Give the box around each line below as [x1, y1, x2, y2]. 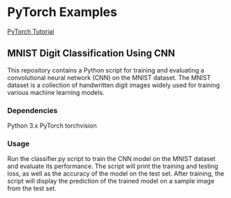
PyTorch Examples [7, 4, 117, 20]
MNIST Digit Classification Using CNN [7, 47, 176, 59]
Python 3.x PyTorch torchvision [7, 121, 98, 130]
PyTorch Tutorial [7, 27, 54, 36]
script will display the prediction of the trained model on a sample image [7, 177, 215, 185]
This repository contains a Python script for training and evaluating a [7, 66, 204, 74]
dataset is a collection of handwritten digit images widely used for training [7, 81, 220, 89]
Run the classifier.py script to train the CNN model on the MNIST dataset [7, 155, 216, 163]
